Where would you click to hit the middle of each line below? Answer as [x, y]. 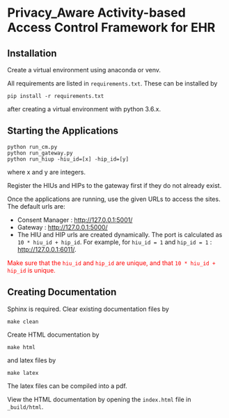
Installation [32, 53]
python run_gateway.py [40, 153]
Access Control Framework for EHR [111, 27]
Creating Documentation [62, 292]
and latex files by [32, 360]
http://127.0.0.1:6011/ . [47, 249]
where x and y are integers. [46, 172]
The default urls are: [36, 206]
